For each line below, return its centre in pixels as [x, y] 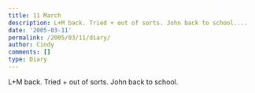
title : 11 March [35, 15]
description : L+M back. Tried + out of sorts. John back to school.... [128, 23]
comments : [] [30, 52]
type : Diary [28, 60]
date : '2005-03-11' [40, 30]
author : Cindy [31, 45]
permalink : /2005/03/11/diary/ [59, 37]
